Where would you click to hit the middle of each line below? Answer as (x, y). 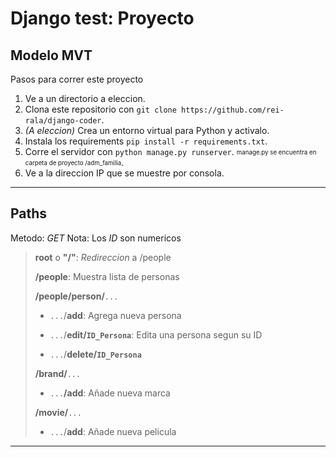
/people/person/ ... (76, 296)
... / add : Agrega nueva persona (115, 315)
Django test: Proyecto (102, 18)
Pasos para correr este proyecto (77, 79)
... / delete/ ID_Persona (95, 354)
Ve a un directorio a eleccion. (85, 98)
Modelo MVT (51, 55)
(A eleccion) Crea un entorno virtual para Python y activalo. (147, 130)
